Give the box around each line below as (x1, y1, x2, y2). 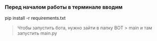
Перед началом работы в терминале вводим (5, 4, 123, 11)
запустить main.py (17, 30, 57, 36)
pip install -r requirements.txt (5, 15, 66, 21)
